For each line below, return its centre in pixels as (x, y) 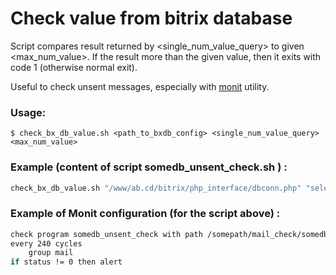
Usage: (28, 112)
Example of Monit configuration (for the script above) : (145, 214)
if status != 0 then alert (66, 262)
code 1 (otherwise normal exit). (74, 67)
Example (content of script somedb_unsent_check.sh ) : (149, 167)
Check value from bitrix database (151, 18)
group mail (51, 253)
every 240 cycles (46, 243)
